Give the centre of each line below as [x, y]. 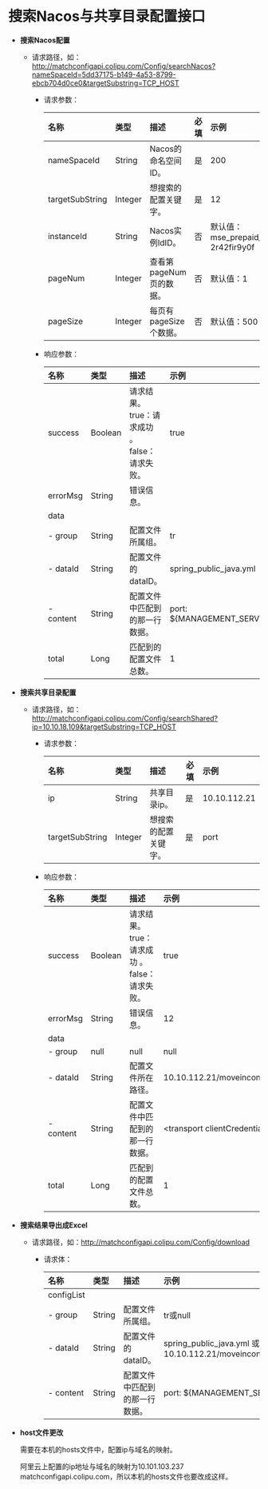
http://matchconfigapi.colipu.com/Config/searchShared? [125, 718]
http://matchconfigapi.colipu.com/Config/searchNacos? [124, 66]
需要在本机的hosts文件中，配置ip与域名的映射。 [98, 1449]
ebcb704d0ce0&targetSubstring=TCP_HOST [105, 83]
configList [66, 1295]
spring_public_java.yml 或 [211, 1343]
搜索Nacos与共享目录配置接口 [107, 16]
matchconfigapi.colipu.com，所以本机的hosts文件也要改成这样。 [126, 1476]
